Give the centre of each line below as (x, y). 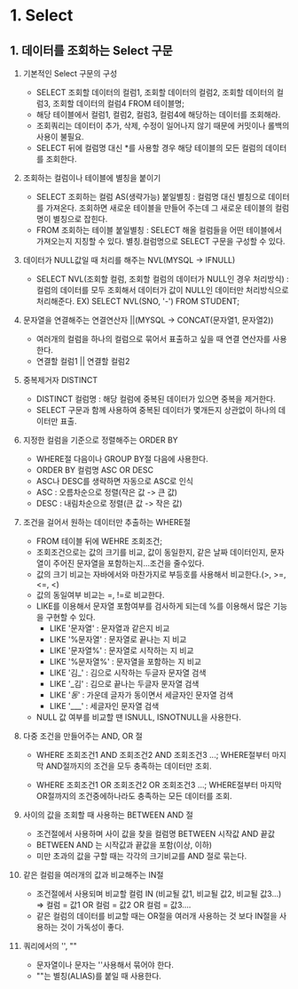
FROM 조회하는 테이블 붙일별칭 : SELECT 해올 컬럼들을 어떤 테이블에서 (159, 230)
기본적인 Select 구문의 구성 (70, 73)
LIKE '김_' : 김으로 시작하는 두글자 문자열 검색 (128, 673)
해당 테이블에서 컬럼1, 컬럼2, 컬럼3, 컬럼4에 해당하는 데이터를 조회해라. (158, 115)
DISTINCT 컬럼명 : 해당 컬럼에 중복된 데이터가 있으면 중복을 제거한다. (156, 399)
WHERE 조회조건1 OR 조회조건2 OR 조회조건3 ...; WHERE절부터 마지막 (159, 785)
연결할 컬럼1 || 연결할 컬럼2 (83, 361)
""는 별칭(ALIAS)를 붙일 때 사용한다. (99, 976)
